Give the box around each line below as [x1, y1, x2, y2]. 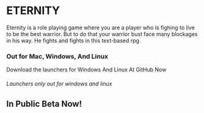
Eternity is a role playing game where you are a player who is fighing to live [6, 24, 195, 31]
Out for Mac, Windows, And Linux [6, 52, 109, 60]
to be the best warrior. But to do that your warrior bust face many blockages [6, 30, 198, 37]
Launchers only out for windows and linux [6, 80, 112, 87]
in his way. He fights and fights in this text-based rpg [6, 37, 139, 44]
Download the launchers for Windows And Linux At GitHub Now [6, 66, 167, 73]
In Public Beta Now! [6, 99, 82, 109]
